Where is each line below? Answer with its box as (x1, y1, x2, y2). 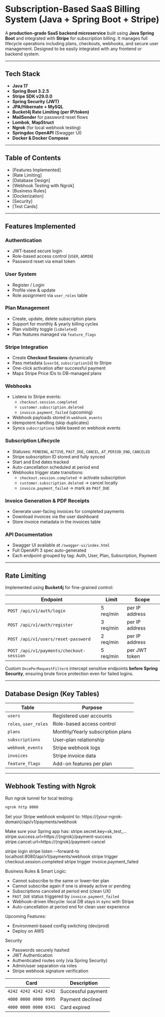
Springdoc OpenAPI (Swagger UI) (12, 130, 82, 135)
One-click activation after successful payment (12, 365, 106, 371)
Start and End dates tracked (12, 459, 69, 465)
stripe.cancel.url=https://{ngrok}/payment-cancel (5, 838, 106, 845)
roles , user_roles (7, 720, 48, 727)
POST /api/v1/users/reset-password (7, 637, 91, 642)
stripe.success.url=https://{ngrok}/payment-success (5, 833, 112, 839)
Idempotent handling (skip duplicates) (12, 420, 89, 426)
